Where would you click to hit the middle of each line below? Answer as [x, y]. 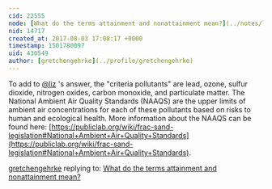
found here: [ [30, 127]
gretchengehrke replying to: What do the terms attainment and [113, 168]
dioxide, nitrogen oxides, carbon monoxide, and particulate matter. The [127, 92]
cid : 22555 [27, 16]
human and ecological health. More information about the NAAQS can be [130, 118]
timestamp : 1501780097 [47, 46]
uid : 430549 [28, 53]
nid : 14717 [27, 31]
